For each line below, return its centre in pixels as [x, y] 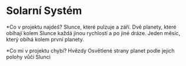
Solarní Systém [44, 11]
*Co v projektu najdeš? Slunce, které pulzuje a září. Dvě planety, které [91, 27]
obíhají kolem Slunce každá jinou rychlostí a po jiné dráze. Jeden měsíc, [93, 33]
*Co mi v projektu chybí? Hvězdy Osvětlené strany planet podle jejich [90, 50]
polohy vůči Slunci [29, 57]
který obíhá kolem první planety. [45, 39]
